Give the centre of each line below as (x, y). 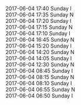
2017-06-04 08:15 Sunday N (40, 77)
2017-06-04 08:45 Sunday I (39, 71)
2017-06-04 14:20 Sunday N (40, 52)
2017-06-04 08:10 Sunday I (39, 83)
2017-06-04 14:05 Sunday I (39, 58)
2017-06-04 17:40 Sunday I (38, 9)
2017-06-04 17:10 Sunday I (38, 33)
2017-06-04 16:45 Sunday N (40, 40)
